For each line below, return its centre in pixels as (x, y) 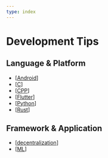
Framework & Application (54, 128)
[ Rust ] (22, 110)
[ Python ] (26, 103)
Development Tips (53, 41)
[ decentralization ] (36, 143)
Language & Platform (46, 63)
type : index (21, 12)
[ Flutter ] (25, 97)
